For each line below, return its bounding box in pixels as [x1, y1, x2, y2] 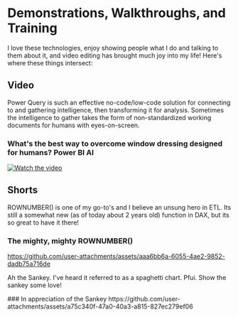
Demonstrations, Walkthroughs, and [7, 5, 226, 21]
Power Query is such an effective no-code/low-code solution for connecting [7, 98, 231, 107]
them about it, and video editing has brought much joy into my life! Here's [7, 51, 222, 60]
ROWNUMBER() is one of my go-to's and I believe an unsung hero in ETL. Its [7, 203, 232, 211]
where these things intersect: [7, 58, 93, 67]
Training [7, 20, 58, 36]
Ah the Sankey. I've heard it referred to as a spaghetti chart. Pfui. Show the [7, 274, 227, 282]
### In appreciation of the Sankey [7, 295, 107, 303]
